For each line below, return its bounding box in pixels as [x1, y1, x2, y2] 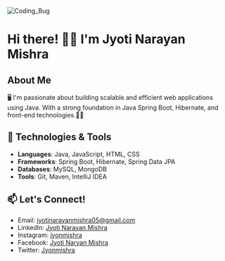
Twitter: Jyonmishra [17, 246, 75, 254]
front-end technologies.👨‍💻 [7, 111, 84, 119]
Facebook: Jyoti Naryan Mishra [17, 238, 109, 246]
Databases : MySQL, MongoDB [17, 165, 108, 173]
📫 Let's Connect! [7, 193, 86, 205]
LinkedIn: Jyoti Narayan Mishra [17, 223, 108, 231]
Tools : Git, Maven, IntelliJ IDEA [17, 172, 108, 181]
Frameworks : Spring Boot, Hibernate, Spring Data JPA [17, 157, 176, 165]
